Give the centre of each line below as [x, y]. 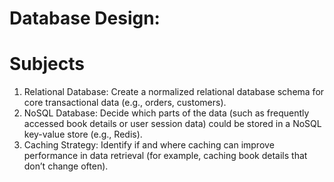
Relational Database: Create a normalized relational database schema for [174, 92]
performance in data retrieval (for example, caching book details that [165, 156]
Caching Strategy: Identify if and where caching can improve [149, 145]
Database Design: [85, 18]
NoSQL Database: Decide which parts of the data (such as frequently [166, 113]
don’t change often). [66, 166]
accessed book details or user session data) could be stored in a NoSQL [172, 124]
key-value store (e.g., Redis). [83, 134]
